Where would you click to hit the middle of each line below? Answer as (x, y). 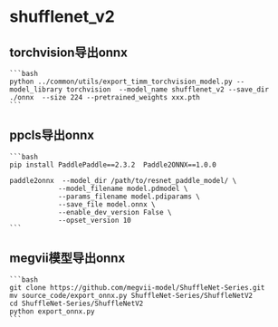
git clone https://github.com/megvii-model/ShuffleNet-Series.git (137, 287)
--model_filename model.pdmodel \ (123, 188)
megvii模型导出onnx (67, 259)
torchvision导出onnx (69, 52)
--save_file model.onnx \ (106, 204)
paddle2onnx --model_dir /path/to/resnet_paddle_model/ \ (123, 180)
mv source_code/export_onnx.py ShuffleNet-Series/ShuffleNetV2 (131, 295)
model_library (36, 90)
